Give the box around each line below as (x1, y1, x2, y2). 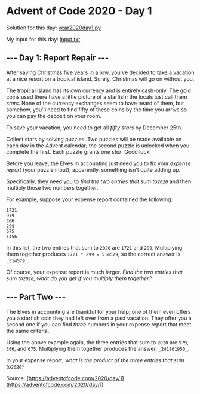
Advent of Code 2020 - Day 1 (6, 4, 152, 18)
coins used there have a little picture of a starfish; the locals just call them (6, 93, 187, 100)
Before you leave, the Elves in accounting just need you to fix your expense (6, 160, 192, 167)
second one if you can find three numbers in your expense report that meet (6, 320, 192, 328)
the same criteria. (6, 327, 50, 334)
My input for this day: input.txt (6, 35, 81, 43)
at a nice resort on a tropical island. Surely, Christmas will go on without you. (6, 75, 195, 82)
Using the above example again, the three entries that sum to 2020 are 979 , (6, 338, 189, 345)
